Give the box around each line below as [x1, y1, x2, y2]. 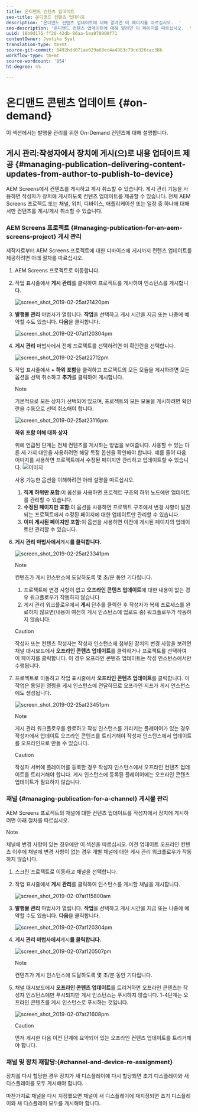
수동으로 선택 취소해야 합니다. [25, 405, 94, 412]
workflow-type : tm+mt [6, 53, 60, 58]
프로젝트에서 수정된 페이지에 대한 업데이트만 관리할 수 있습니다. [34, 511, 180, 518]
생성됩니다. [25, 690, 51, 697]
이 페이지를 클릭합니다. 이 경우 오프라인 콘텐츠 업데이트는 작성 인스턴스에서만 [14, 655, 192, 662]
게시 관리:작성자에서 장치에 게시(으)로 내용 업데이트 [6, 148, 181, 158]
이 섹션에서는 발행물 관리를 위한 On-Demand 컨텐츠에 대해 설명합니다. [6, 129, 168, 136]
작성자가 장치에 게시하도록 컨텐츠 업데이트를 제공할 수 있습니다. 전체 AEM [21, 193, 191, 200]
